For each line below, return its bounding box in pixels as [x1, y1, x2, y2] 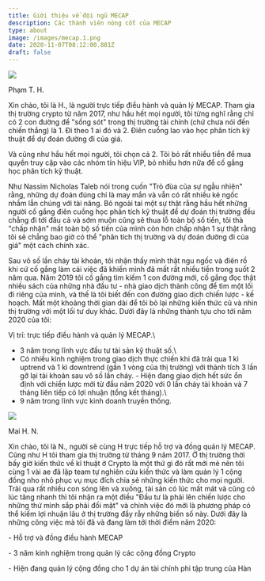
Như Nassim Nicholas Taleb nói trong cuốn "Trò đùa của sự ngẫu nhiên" [8, 182, 243, 191]
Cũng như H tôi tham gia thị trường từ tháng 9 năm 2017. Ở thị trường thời [8, 450, 245, 460]
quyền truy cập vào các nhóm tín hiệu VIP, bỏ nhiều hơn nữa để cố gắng [8, 158, 244, 167]
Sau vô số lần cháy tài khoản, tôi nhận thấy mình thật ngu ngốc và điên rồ [8, 256, 248, 266]
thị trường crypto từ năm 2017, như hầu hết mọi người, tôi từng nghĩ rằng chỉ [8, 109, 255, 118]
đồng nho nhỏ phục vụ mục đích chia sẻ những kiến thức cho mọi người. [8, 476, 245, 484]
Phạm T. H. [8, 85, 45, 94]
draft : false [8, 48, 51, 56]
